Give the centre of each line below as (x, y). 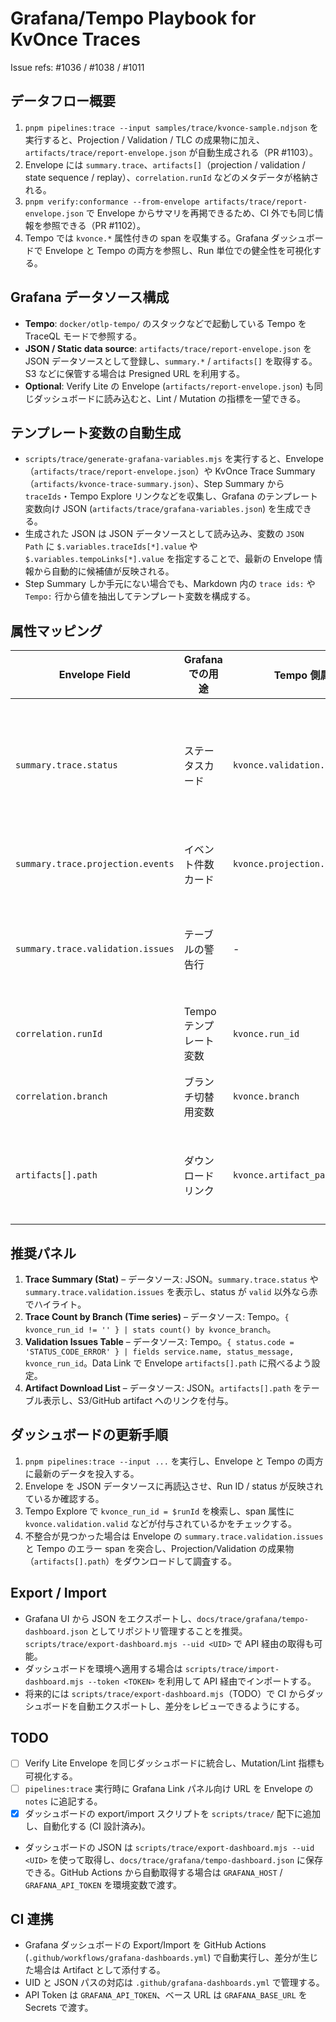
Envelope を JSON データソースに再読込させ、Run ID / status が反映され (174, 1486)
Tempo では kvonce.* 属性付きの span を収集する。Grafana (146, 238)
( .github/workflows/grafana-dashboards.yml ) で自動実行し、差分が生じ (171, 1958)
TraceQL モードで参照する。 (83, 336)
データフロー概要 (63, 101)
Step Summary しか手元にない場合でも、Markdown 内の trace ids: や (170, 584)
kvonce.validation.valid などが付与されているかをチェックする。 (160, 1523)
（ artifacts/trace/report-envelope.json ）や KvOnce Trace (149, 471)
